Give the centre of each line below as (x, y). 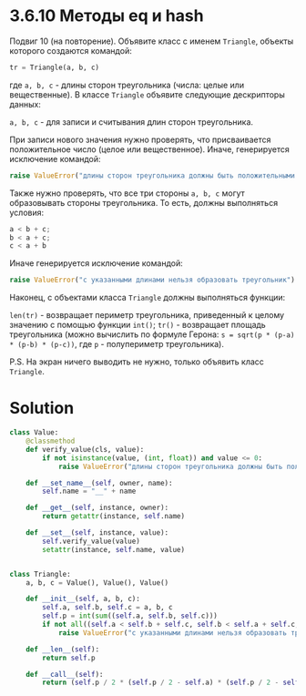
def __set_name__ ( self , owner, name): (99, 483)
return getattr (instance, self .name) (113, 517)
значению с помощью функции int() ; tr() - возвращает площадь (138, 325)
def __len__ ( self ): (63, 649)
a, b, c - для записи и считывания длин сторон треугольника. (131, 122)
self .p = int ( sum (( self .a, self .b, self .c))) (130, 616)
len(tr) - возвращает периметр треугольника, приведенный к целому (147, 315)
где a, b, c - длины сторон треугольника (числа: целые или (127, 85)
